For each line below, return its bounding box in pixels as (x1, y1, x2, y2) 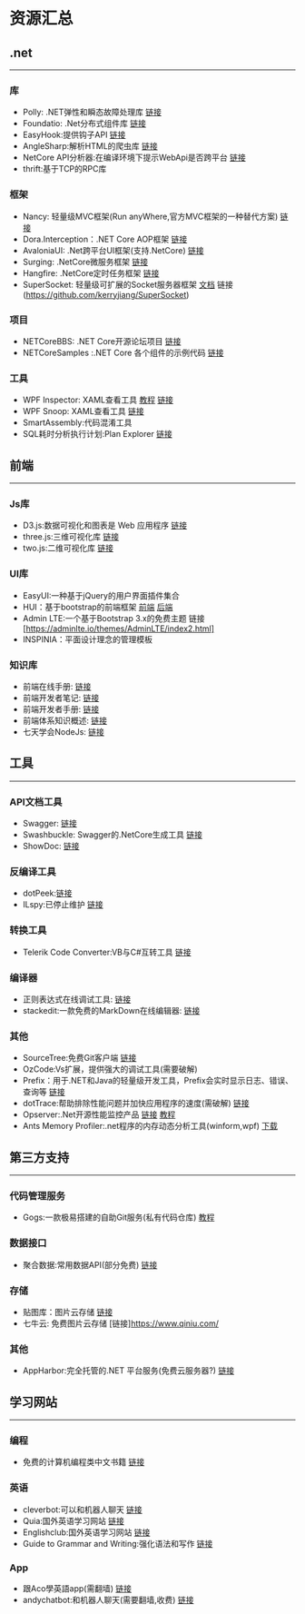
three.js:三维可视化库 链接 (22, 531, 120, 542)
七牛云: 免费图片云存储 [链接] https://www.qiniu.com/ (22, 1318, 220, 1329)
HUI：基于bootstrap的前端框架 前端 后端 (22, 601, 173, 612)
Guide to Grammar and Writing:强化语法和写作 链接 (22, 1538, 213, 1549)
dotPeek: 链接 (22, 887, 73, 899)
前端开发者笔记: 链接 (22, 692, 100, 703)
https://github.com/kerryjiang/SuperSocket (25, 289, 187, 300)
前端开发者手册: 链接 (22, 703, 100, 714)
